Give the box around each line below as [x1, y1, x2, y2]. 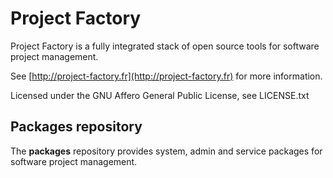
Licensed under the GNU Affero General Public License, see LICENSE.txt [10, 89, 310, 101]
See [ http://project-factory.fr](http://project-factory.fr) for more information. [10, 70, 323, 82]
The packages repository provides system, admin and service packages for [10, 145, 323, 157]
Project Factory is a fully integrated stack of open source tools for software [10, 40, 320, 52]
